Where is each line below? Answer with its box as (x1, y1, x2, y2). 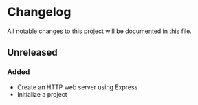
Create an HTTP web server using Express (16, 83, 138, 91)
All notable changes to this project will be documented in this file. (7, 27, 192, 35)
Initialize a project (16, 90, 67, 98)
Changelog (7, 4, 71, 20)
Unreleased (7, 47, 58, 58)
